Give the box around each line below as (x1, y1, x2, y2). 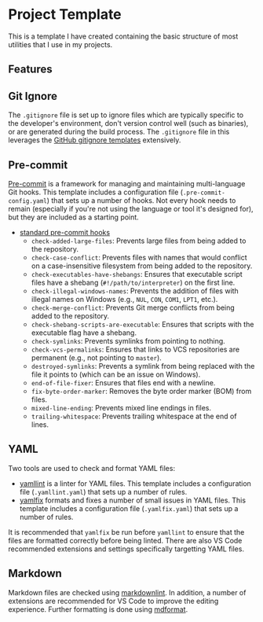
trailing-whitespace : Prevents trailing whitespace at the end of (31, 411, 237, 421)
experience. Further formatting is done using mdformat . (8, 604, 188, 614)
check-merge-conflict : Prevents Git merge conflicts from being (31, 303, 236, 312)
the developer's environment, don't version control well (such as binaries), (8, 119, 249, 128)
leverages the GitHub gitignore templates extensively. (8, 135, 181, 145)
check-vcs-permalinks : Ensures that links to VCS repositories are (31, 344, 240, 354)
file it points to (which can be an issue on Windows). (31, 370, 201, 379)
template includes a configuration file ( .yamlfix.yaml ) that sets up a (19, 503, 239, 513)
